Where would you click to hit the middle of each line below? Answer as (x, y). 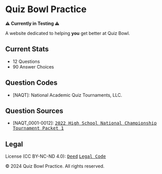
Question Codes (31, 83)
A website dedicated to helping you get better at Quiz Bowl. (68, 33)
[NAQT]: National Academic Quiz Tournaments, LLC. (67, 95)
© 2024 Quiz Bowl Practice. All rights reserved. (55, 166)
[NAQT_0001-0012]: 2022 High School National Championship (85, 123)
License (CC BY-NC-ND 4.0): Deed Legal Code (56, 156)
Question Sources (34, 111)
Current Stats (27, 49)
